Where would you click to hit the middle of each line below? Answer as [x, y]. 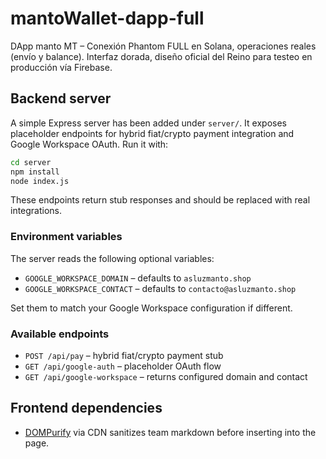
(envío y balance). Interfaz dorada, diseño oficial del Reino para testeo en [161, 56]
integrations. [36, 211]
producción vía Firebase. [61, 67]
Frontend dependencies [86, 408]
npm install [35, 172]
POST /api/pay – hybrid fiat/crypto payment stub [124, 355]
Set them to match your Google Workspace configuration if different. [151, 308]
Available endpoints [60, 334]
